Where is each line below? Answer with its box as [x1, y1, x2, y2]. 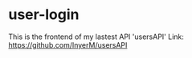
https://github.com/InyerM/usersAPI [8, 40, 128, 49]
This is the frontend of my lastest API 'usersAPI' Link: [8, 32, 185, 41]
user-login [8, 6, 80, 24]
